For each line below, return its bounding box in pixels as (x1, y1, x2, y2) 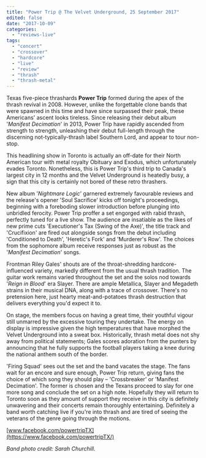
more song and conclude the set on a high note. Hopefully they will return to (6, 389, 199, 396)
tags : (6, 37, 20, 44)
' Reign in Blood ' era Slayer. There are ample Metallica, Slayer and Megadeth (6, 280, 199, 287)
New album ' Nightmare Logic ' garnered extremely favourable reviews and (6, 190, 194, 197)
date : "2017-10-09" (6, 20, 56, 26)
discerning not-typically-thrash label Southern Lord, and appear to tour (6, 133, 186, 141)
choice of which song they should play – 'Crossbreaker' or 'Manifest (6, 376, 179, 383)
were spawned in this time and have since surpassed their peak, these (6, 107, 185, 115)
